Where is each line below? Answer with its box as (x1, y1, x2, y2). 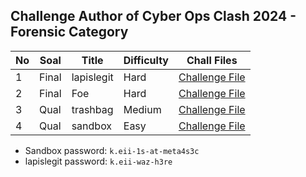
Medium (123, 102, 162, 116)
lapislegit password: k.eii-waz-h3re (24, 155, 173, 167)
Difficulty (123, 53, 169, 67)
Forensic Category (10, 24, 129, 41)
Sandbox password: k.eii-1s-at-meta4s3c (24, 144, 200, 156)
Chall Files (186, 53, 238, 67)
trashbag (71, 102, 114, 116)
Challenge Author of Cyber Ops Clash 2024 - (10, 8, 297, 25)
